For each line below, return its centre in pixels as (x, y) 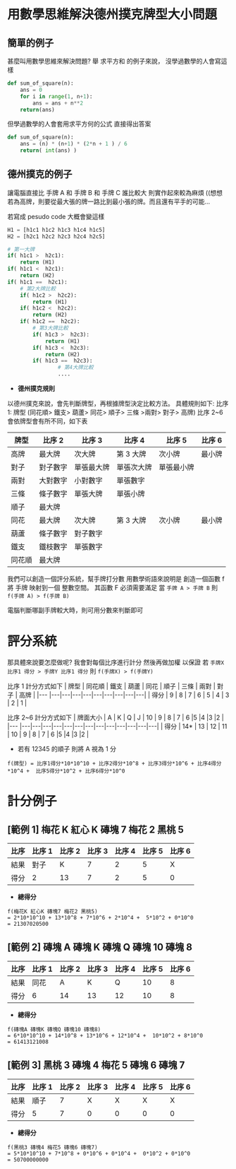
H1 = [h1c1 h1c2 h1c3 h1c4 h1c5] (56, 230)
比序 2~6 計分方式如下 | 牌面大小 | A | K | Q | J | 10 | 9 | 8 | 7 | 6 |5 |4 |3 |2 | (116, 717)
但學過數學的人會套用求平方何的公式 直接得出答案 (79, 124)
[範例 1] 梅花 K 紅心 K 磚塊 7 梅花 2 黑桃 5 (96, 829)
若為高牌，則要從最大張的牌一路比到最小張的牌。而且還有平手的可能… (109, 201)
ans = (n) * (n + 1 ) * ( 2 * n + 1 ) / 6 (74, 144)
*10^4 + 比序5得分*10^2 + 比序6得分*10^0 (66, 771)
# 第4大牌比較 (75, 368)
